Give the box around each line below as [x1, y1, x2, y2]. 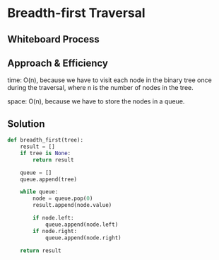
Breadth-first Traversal [7, 5, 146, 21]
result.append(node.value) [32, 202, 112, 209]
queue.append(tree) [20, 176, 78, 183]
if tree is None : [20, 149, 71, 157]
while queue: [20, 188, 59, 196]
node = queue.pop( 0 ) [32, 195, 93, 203]
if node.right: [32, 227, 78, 234]
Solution [7, 118, 45, 130]
